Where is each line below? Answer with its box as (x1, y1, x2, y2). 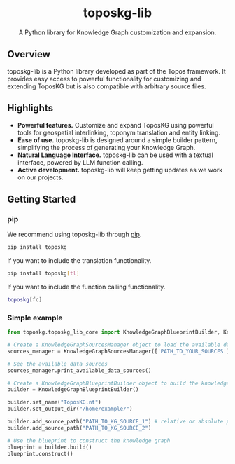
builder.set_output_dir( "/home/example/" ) (7, 405, 133, 413)
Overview (7, 48, 51, 60)
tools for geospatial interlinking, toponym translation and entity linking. (17, 128, 220, 137)
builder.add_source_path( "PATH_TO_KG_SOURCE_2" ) (7, 424, 152, 432)
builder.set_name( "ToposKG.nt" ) (7, 399, 101, 406)
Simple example (7, 313, 63, 322)
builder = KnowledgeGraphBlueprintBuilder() (7, 386, 139, 393)
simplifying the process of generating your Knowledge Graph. (17, 143, 196, 151)
